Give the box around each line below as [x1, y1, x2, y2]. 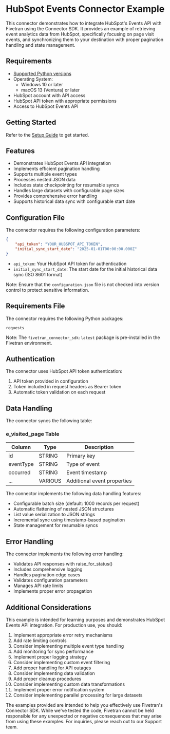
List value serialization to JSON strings [13, 512, 96, 518]
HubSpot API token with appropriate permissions [13, 98, 117, 104]
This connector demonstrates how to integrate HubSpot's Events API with [6, 20, 162, 26]
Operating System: [13, 76, 53, 82]
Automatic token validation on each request [13, 389, 106, 396]
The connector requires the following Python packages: [6, 315, 124, 322]
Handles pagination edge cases [13, 572, 81, 578]
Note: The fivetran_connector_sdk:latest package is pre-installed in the [6, 334, 160, 341]
